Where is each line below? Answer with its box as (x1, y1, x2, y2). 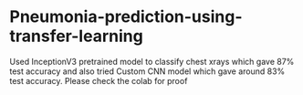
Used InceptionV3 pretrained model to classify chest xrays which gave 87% (9, 56, 295, 67)
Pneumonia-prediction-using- (9, 6, 244, 27)
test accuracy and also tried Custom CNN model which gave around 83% (9, 66, 286, 77)
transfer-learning (9, 26, 143, 47)
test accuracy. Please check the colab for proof (9, 75, 188, 86)
